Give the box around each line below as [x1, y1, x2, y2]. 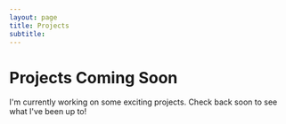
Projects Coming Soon [9, 67, 178, 88]
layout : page [9, 12, 58, 22]
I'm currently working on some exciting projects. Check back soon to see [9, 97, 278, 107]
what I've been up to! [9, 106, 87, 117]
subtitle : [9, 29, 46, 38]
